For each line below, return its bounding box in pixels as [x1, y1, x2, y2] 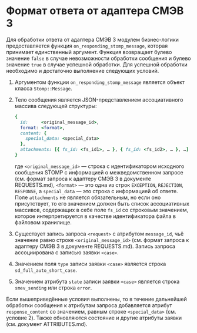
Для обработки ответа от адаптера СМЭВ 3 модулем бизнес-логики [6, 36, 179, 43]
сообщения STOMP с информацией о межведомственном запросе [14, 169, 183, 176]
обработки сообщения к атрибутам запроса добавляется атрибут [6, 301, 172, 309]
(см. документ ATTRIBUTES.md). [6, 320, 88, 327]
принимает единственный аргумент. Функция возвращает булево [6, 48, 172, 55]
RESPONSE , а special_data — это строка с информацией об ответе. [14, 187, 178, 194]
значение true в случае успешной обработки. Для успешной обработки [6, 60, 188, 68]
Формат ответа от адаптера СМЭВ [6, 4, 184, 18]
